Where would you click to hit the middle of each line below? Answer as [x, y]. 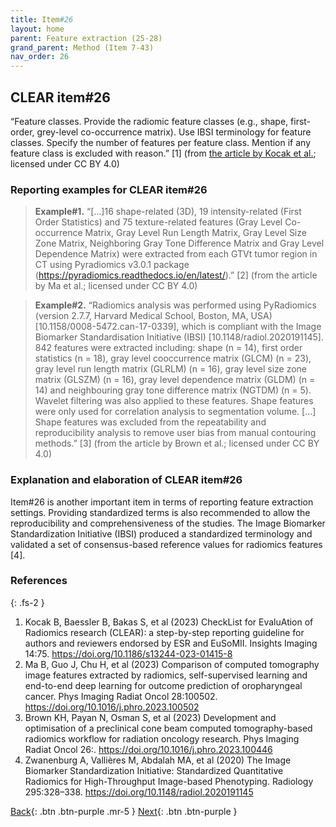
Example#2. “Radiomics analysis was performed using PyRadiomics [175, 305]
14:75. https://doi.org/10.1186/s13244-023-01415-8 [128, 653]
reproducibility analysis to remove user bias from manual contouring [175, 433]
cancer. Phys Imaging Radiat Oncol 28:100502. [121, 696]
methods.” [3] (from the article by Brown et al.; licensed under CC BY [177, 443]
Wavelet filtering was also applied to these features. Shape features [174, 401]
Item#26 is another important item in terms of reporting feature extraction [162, 502]
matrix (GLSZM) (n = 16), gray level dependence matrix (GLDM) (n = [175, 380]
